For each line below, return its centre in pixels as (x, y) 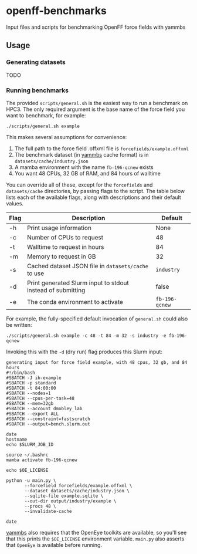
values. (15, 203)
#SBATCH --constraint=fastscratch (48, 419)
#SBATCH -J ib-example (34, 378)
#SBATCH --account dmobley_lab (44, 408)
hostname (17, 439)
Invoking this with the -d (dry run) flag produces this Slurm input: (84, 352)
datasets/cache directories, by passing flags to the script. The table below (96, 191)
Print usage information (60, 228)
